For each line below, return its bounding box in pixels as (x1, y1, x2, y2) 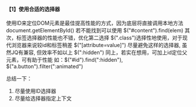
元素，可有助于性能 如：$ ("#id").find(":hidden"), (6, 56, 124, 63)
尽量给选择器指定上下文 (14, 95, 72, 102)
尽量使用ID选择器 (14, 88, 57, 95)
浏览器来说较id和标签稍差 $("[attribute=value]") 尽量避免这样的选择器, (11, 42, 181, 49)
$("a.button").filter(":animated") (6, 63, 84, 70)
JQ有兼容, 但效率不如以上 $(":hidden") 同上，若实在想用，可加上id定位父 (11, 49, 188, 56)
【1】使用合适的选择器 (6, 5, 61, 12)
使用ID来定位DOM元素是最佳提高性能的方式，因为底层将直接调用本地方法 (6, 19, 184, 26)
